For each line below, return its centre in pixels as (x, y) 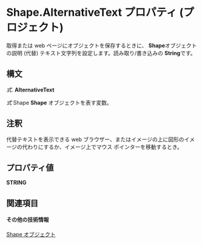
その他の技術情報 (28, 220)
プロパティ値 (30, 167)
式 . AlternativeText (30, 90)
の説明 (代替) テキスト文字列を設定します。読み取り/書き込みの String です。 (101, 53)
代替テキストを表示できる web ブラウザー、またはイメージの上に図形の (95, 139)
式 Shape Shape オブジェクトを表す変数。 (59, 102)
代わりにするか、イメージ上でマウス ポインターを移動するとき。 (103, 147)
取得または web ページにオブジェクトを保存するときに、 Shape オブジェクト (102, 45)
